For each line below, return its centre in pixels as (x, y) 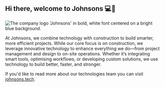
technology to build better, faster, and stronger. (53, 64)
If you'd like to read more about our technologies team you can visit (74, 74)
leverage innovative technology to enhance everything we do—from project (82, 48)
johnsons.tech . (20, 79)
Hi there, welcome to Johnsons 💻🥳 (60, 9)
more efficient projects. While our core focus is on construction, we (74, 43)
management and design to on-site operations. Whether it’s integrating (78, 53)
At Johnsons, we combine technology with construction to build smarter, (80, 38)
